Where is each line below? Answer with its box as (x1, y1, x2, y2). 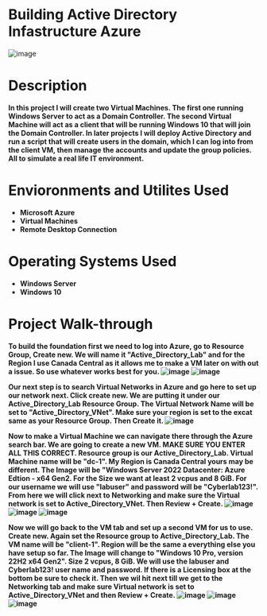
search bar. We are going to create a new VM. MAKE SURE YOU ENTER (8, 440, 246, 449)
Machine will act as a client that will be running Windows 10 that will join (8, 119, 251, 129)
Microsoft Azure (19, 207, 75, 217)
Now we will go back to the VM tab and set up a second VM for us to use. (8, 522, 253, 532)
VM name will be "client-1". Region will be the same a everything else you (8, 539, 256, 549)
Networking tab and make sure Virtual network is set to (8, 582, 195, 591)
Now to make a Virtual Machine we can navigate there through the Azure (8, 431, 253, 440)
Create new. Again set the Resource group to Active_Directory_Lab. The (8, 531, 250, 540)
